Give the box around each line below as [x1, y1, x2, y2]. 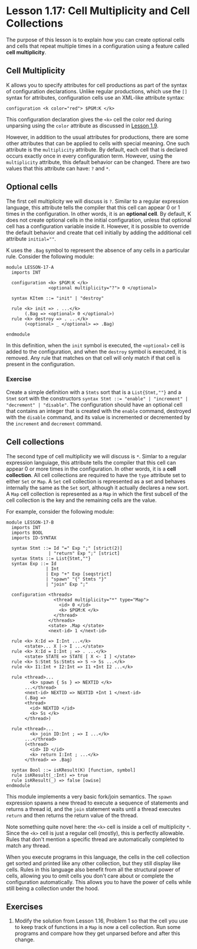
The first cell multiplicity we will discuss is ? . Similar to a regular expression [6, 198, 189, 205]
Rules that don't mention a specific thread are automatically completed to [6, 836, 185, 843]
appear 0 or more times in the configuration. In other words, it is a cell [6, 465, 176, 472]
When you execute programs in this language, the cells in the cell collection [6, 853, 190, 861]
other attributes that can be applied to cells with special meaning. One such [6, 140, 190, 147]
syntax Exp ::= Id [11, 560, 57, 567]
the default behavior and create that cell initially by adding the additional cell [6, 229, 192, 236]
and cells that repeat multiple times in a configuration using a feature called [6, 42, 189, 50]
